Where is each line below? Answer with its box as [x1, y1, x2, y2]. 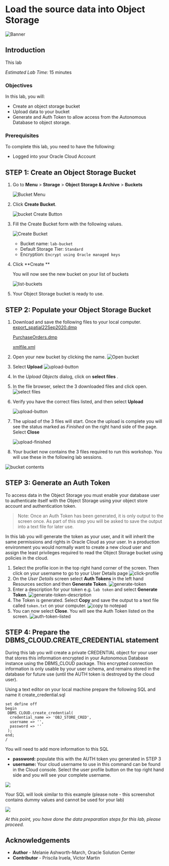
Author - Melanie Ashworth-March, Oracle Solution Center [12, 849, 136, 856]
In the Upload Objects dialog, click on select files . [12, 373, 118, 379]
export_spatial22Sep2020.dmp [12, 324, 77, 330]
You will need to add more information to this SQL [5, 746, 109, 752]
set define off [5, 702, 37, 707]
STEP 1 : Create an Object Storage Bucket [5, 168, 136, 177]
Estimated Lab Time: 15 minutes [5, 69, 72, 75]
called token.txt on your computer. [12, 603, 87, 609]
